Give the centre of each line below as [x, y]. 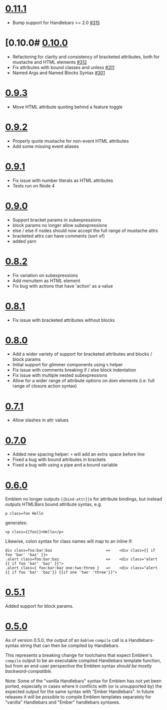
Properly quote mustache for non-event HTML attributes [70, 141]
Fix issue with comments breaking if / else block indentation [74, 370]
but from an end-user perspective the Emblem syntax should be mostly [78, 666]
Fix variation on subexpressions [45, 275]
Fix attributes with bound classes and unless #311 [63, 67]
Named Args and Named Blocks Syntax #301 [58, 73]
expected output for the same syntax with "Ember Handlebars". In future [80, 691]
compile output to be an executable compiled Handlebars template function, [83, 661]
